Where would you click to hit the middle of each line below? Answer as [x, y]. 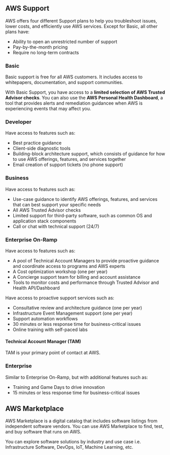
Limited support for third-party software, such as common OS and [82, 215]
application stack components [44, 221]
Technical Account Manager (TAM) [43, 341]
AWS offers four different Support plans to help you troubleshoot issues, [81, 20]
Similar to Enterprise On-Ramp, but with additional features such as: [77, 377]
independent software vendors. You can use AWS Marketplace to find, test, [84, 426]
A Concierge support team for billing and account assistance [77, 277]
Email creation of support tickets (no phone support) [68, 165]
